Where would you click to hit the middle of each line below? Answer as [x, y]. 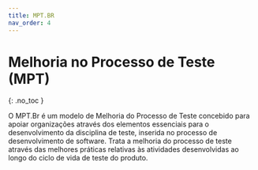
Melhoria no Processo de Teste [112, 62]
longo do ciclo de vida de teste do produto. [78, 158]
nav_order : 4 [30, 23]
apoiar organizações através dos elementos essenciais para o [109, 124]
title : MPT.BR [32, 15]
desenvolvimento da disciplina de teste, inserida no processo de [113, 133]
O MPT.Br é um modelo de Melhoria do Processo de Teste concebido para [129, 116]
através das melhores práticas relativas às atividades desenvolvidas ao [123, 149]
